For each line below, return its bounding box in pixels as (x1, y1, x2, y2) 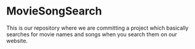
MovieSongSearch (6, 4, 102, 18)
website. (6, 37, 28, 44)
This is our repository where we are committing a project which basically (6, 24, 189, 31)
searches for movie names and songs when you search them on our (6, 30, 177, 38)
